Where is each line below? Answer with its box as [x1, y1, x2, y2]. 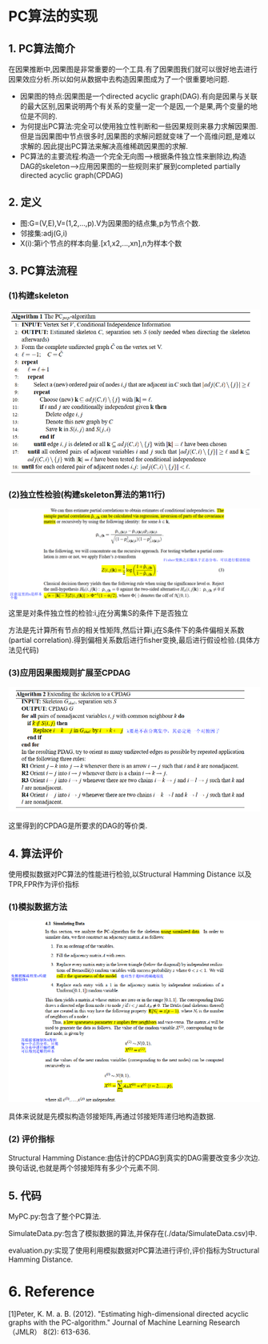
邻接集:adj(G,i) [19, 228, 68, 238]
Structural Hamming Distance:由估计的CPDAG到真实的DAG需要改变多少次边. [8, 1153, 260, 1163]
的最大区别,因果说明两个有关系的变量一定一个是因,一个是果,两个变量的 [19, 102, 250, 110]
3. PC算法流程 [8, 264, 78, 278]
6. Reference [8, 1282, 95, 1301]
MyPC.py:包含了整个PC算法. [8, 1212, 102, 1222]
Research [209, 1318, 241, 1327]
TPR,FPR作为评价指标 [8, 880, 80, 889]
